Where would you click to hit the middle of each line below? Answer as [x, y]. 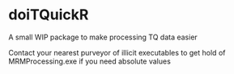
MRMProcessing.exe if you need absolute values [90, 61]
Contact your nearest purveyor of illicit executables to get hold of [117, 52]
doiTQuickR [49, 15]
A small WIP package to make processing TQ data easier [103, 37]
